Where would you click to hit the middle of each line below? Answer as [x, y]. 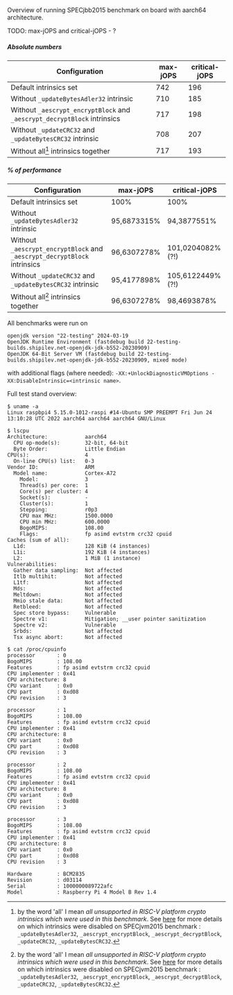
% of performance [34, 170]
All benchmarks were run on [48, 323]
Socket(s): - [54, 497]
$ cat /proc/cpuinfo [37, 649]
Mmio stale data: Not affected [68, 601]
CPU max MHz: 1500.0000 [66, 516]
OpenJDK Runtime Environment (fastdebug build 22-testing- [94, 342]
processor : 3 [37, 819]
